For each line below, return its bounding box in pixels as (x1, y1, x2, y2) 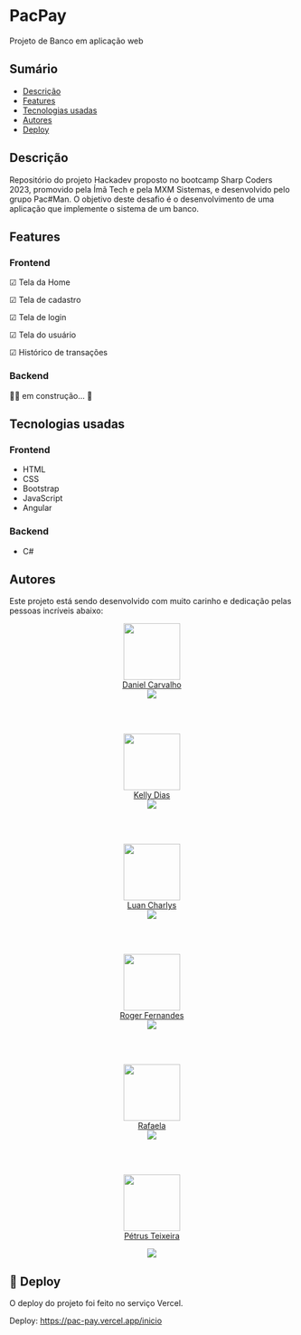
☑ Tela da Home (9, 277, 71, 288)
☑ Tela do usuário (9, 329, 77, 340)
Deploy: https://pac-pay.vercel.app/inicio (9, 1315, 163, 1326)
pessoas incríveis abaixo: (9, 605, 104, 616)
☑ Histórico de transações (9, 347, 108, 358)
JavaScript (22, 493, 63, 504)
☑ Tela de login (9, 312, 67, 323)
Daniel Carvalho (121, 679, 183, 690)
